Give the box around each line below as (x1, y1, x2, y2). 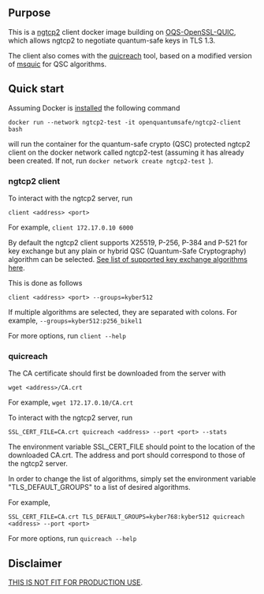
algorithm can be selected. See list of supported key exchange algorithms (8, 254, 248, 263)
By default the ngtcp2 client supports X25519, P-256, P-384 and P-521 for (8, 237, 248, 247)
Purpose (8, 6, 51, 20)
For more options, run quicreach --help (8, 534, 137, 544)
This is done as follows (8, 278, 83, 287)
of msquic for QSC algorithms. (8, 59, 107, 69)
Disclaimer (8, 556, 62, 570)
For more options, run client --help (8, 331, 126, 340)
